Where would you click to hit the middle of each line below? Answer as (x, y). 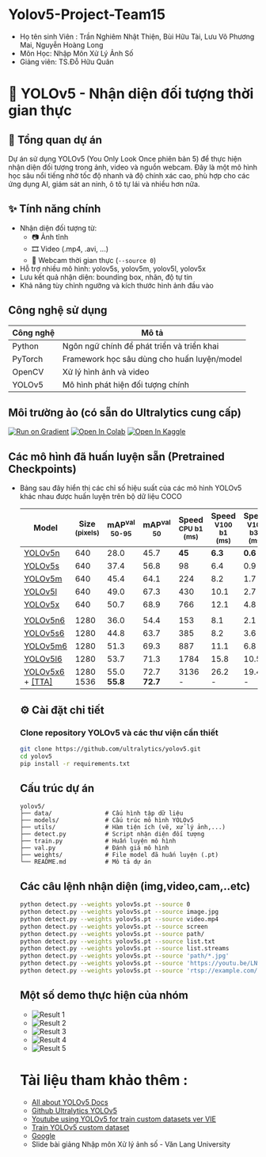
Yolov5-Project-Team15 (87, 15)
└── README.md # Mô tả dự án (85, 862)
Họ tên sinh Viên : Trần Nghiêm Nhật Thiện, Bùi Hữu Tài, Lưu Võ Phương (137, 36)
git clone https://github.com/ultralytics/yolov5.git (110, 749)
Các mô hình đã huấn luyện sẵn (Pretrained (117, 457)
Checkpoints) (42, 469)
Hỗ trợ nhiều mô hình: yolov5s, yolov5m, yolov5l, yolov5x (112, 268)
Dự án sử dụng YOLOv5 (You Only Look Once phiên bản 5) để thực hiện (125, 158)
